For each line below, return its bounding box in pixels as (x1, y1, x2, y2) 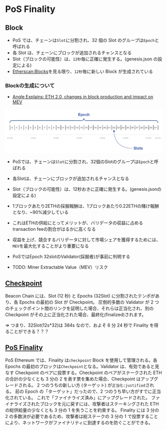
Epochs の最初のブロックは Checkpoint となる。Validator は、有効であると (5, 363, 156, 369)
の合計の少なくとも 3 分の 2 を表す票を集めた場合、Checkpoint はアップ (5, 376, 154, 382)
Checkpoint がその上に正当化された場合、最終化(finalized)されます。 (5, 312, 147, 318)
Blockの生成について (5, 82, 55, 89)
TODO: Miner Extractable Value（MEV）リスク (12, 264, 108, 270)
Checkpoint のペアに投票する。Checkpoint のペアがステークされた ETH (14, 370, 162, 376)
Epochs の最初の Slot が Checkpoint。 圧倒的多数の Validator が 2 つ (19, 299, 160, 305)
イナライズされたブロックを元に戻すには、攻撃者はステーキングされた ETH (5, 401, 159, 407)
